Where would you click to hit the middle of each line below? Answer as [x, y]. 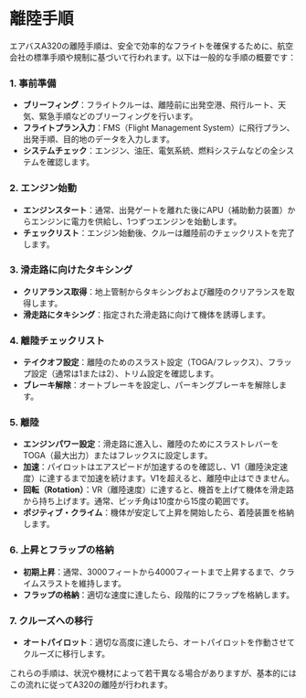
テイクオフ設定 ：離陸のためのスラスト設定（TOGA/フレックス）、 [145, 362]
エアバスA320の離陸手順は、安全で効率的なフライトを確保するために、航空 [152, 46]
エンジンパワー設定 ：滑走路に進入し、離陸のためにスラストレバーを [151, 444]
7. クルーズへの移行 [51, 620]
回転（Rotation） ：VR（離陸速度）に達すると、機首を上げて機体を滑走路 [158, 489]
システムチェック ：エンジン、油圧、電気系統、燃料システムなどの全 [150, 151]
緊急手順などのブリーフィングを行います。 [118, 116]
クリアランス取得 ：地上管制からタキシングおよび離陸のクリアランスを [155, 291]
